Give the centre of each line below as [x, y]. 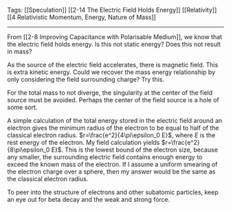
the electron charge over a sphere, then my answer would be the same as [111, 172]
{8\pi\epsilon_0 [29, 150]
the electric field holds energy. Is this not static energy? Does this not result [114, 44]
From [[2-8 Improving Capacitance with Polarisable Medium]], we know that [114, 37]
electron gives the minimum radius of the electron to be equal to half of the [113, 128]
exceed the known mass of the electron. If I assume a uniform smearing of [112, 164]
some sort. [22, 107]
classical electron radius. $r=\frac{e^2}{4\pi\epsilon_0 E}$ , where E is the [111, 135]
